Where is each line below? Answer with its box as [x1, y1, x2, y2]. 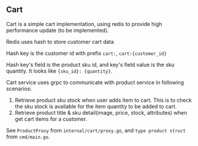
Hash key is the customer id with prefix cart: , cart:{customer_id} [6, 50, 167, 57]
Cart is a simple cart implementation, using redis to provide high [6, 20, 162, 27]
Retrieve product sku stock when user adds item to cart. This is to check [14, 96, 192, 103]
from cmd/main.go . [6, 133, 50, 140]
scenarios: [6, 85, 32, 92]
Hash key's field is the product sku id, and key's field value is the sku [6, 61, 175, 68]
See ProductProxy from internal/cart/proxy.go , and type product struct [6, 126, 186, 134]
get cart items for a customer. [14, 115, 88, 122]
